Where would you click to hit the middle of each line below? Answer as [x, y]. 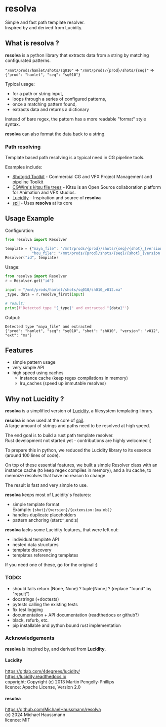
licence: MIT [18, 720]
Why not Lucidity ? [35, 399]
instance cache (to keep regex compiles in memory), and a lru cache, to [78, 470]
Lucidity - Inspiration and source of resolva [57, 198]
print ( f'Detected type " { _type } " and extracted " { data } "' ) [67, 308]
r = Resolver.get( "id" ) [30, 281]
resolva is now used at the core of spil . [45, 420]
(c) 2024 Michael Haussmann [35, 715]
